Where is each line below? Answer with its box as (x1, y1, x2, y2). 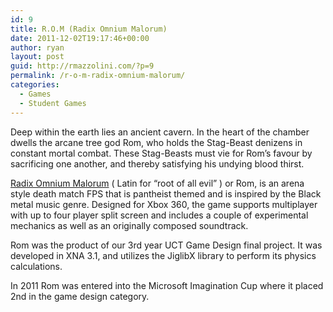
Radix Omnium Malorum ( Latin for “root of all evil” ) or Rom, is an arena (10, 177, 305, 189)
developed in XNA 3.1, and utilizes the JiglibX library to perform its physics (10, 249, 317, 261)
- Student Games (19, 98, 87, 108)
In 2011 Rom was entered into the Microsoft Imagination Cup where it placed (10, 279, 324, 291)
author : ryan (10, 42, 65, 53)
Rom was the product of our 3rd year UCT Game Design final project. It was (10, 239, 323, 251)
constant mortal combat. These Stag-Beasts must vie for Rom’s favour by (10, 147, 313, 159)
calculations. (10, 260, 63, 272)
